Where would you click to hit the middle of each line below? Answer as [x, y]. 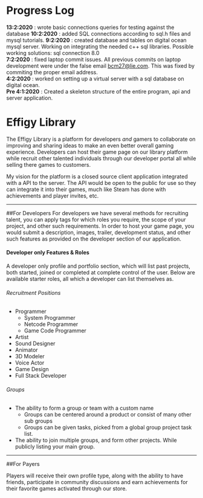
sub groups [38, 421]
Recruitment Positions [34, 293]
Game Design [32, 369]
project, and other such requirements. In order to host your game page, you [100, 226]
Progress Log [40, 11]
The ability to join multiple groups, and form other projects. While [96, 440]
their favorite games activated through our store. [67, 489]
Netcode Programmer [51, 325]
